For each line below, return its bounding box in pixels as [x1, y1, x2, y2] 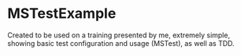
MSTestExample [7, 5, 117, 23]
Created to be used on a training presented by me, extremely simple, [7, 30, 230, 40]
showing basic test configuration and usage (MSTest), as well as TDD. [7, 38, 235, 47]
